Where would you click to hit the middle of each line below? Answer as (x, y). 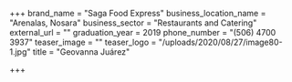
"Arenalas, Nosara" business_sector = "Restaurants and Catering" (133, 23)
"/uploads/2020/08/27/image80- (220, 42)
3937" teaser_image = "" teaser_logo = (83, 42)
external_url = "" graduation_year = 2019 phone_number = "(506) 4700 (143, 32)
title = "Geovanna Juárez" (81, 52)
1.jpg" (20, 52)
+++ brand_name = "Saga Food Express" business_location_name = (138, 13)
